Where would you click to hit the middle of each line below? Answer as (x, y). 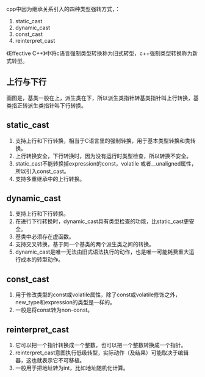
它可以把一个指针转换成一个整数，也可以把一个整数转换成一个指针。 (101, 345)
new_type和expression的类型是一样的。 (65, 302)
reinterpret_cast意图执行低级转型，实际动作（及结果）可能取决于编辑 (102, 353)
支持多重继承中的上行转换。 (50, 178)
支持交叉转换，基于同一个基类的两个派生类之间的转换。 (85, 244)
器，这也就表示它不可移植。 (50, 361)
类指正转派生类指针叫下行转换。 (46, 105)
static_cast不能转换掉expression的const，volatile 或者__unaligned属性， (106, 163)
